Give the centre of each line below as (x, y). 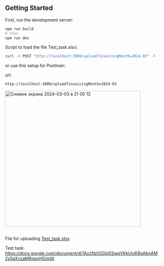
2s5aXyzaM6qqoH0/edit (30, 258)
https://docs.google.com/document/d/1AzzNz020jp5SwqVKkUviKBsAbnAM (81, 253)
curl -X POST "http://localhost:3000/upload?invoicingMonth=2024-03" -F (81, 56)
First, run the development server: (39, 20)
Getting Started (29, 8)
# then (12, 33)
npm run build (20, 29)
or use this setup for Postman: (35, 66)
